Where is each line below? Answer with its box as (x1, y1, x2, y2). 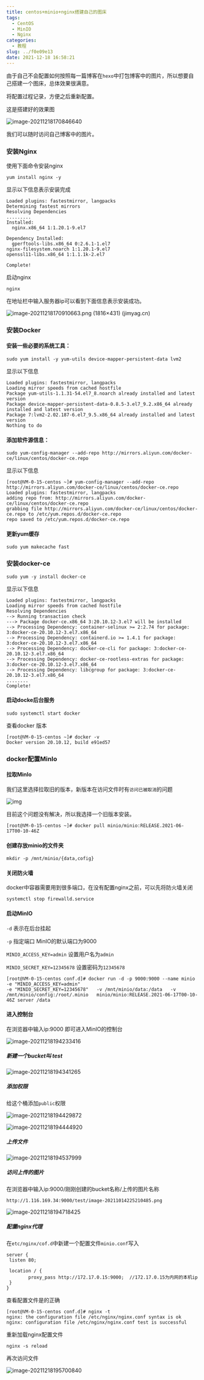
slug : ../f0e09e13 (6, 49, 53, 55)
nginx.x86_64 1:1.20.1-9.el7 (12, 224, 86, 231)
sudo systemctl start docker (6, 710, 81, 717)
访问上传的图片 (6, 1169, 44, 1176)
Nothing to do (6, 423, 43, 429)
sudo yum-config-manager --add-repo (6, 450, 100, 456)
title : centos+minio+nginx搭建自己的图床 (6, 9, 107, 15)
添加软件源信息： (6, 436, 49, 444)
